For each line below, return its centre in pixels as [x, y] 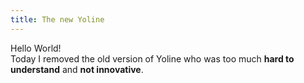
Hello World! [36, 48]
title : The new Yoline [57, 19]
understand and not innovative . [77, 69]
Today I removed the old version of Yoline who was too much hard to [152, 58]
